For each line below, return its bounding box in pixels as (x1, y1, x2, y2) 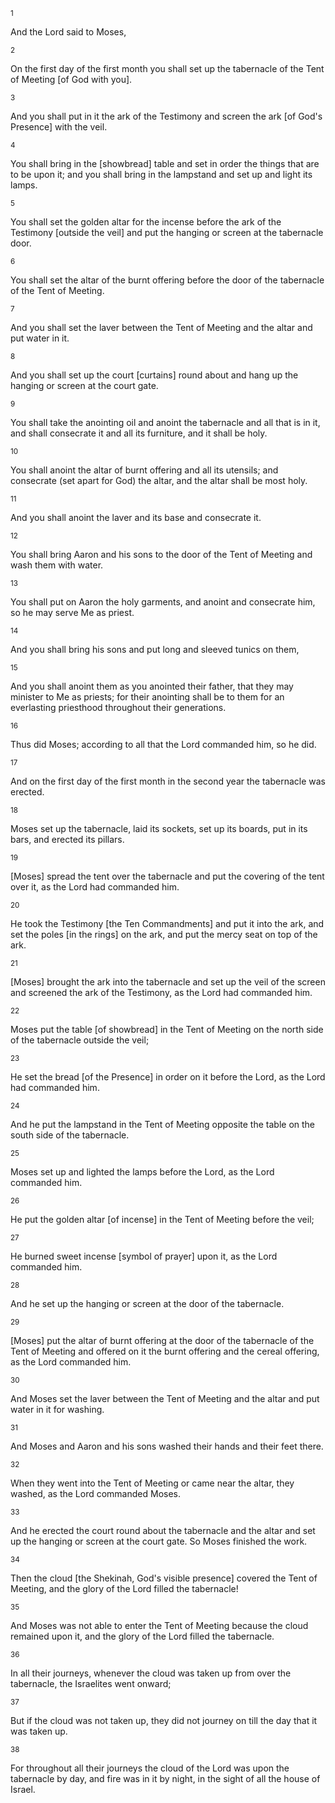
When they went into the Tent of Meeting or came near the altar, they (10, 1477, 295, 1489)
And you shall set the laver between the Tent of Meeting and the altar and (10, 322, 313, 333)
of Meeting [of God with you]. (10, 74, 133, 85)
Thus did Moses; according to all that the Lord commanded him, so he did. (10, 739, 317, 750)
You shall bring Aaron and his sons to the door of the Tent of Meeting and (10, 549, 313, 560)
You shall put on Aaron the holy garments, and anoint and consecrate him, (10, 596, 316, 608)
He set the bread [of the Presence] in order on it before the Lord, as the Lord (10, 1071, 326, 1083)
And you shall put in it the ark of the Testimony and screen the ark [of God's (10, 110, 323, 122)
